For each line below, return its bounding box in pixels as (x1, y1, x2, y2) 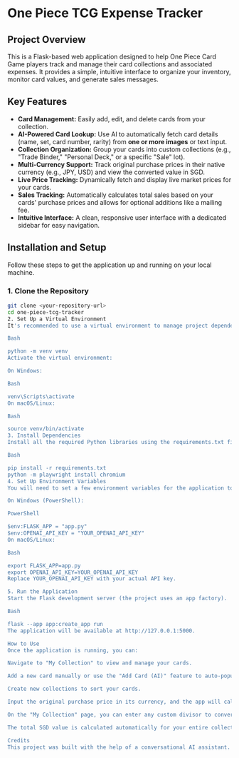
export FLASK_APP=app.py (7, 562, 81, 569)
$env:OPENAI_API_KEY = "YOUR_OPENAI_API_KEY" (7, 530, 144, 537)
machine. (7, 268, 35, 276)
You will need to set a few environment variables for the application (7, 484, 224, 492)
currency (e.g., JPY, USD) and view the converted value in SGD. (17, 168, 205, 176)
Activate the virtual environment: (7, 355, 113, 362)
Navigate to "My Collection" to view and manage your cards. (7, 660, 193, 667)
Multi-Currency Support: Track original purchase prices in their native (17, 160, 225, 168)
